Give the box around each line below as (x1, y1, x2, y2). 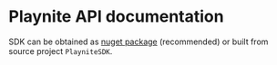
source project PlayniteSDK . (8, 45, 113, 56)
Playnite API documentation (8, 6, 224, 27)
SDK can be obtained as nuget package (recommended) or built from (8, 36, 269, 47)
